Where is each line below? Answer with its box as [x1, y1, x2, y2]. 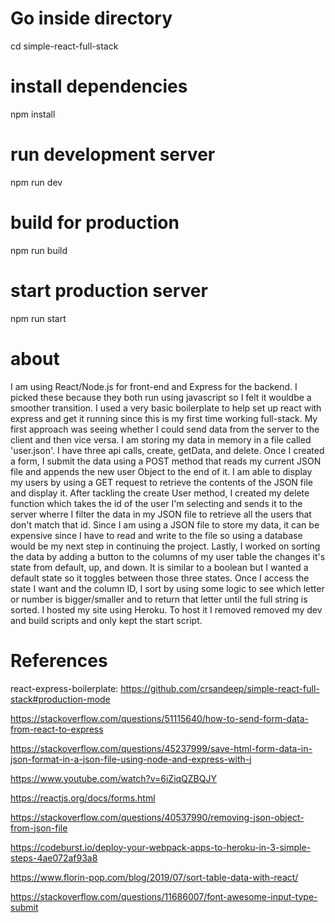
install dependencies [10, 75, 188, 98]
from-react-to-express [10, 723, 104, 735]
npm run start [10, 312, 67, 324]
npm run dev [10, 176, 63, 188]
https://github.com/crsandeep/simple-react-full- [120, 682, 320, 694]
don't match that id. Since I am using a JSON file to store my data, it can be [10, 518, 320, 531]
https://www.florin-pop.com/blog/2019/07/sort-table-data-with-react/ [10, 871, 299, 883]
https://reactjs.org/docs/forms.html [10, 792, 156, 804]
